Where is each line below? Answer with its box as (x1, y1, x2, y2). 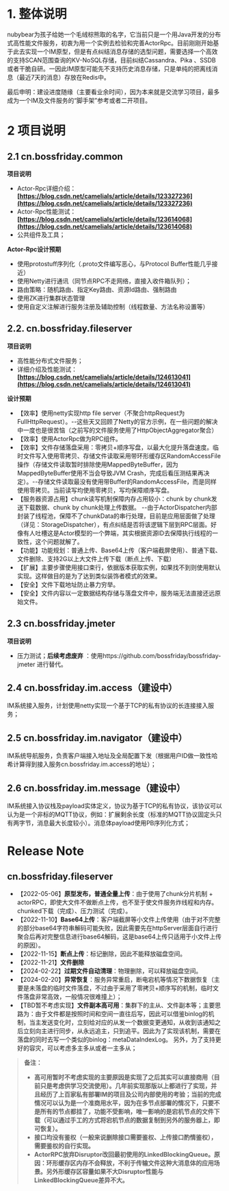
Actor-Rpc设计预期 (7, 245, 62, 253)
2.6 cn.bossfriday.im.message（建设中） (7, 782, 186, 794)
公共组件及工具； (16, 231, 66, 239)
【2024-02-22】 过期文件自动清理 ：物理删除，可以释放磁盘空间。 (16, 967, 202, 975)
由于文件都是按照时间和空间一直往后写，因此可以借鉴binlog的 (35, 1010, 208, 1017)
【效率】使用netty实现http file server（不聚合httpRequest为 (16, 409, 185, 417)
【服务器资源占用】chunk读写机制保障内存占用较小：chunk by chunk (16, 495, 212, 503)
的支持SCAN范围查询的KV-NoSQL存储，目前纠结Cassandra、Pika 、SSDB (7, 56, 217, 64)
